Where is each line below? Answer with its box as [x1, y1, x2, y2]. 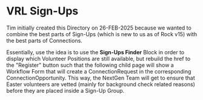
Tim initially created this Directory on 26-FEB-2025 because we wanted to [6, 24, 192, 31]
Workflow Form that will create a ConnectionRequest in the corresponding [6, 67, 191, 75]
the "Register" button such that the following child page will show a [6, 61, 174, 69]
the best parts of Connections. [6, 37, 83, 44]
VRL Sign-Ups [6, 4, 79, 18]
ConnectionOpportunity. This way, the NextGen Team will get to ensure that [6, 74, 195, 81]
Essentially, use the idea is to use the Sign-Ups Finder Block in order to [6, 48, 185, 55]
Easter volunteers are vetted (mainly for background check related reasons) [6, 80, 196, 88]
